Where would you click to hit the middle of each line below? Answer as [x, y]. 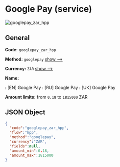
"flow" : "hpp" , [24, 133]
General [18, 38]
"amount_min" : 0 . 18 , [29, 151]
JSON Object [25, 113]
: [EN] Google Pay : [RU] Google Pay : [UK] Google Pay [60, 87]
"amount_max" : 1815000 [32, 155]
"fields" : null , [25, 146]
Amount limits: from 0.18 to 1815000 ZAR [47, 97]
